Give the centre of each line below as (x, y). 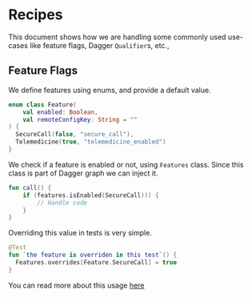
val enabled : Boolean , (60, 112)
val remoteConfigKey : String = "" (80, 119)
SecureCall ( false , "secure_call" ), (75, 135)
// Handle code (62, 203)
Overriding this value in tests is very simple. (80, 233)
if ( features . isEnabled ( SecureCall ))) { (91, 195)
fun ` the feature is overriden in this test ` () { (93, 255)
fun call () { (30, 187)
